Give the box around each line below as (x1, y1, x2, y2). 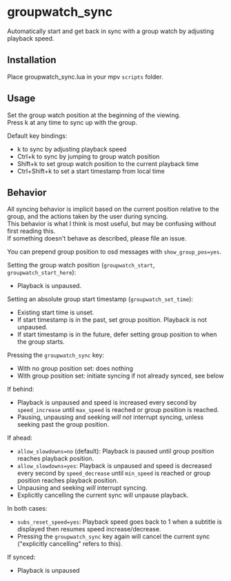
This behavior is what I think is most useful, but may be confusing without (7, 220, 217, 228)
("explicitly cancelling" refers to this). (17, 540, 123, 548)
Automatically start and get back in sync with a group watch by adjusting (7, 27, 214, 35)
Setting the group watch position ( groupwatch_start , (7, 261, 155, 269)
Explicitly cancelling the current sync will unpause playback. (17, 491, 189, 500)
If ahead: (7, 434, 32, 442)
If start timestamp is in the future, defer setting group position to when (17, 330, 217, 338)
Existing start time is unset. (17, 308, 94, 317)
